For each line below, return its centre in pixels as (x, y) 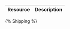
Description (49, 9)
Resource (19, 9)
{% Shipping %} (21, 21)
